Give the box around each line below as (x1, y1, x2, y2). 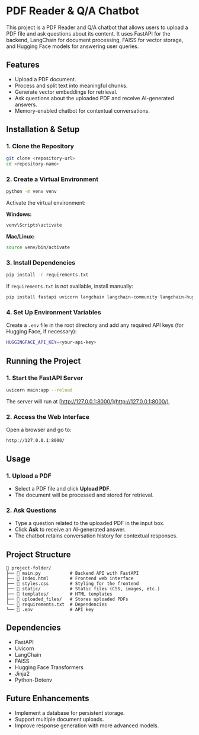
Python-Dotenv (14, 676, 52, 683)
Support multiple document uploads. (14, 715, 104, 723)
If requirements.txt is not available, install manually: (6, 283, 133, 290)
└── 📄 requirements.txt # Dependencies (6, 601, 108, 607)
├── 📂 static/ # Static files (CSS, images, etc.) (6, 586, 161, 591)
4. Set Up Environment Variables (6, 308, 102, 317)
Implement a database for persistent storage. (14, 709, 126, 716)
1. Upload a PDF (6, 472, 52, 480)
